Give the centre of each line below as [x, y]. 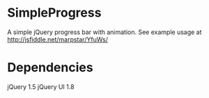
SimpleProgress [54, 13]
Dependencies [50, 68]
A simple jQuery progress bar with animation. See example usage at [104, 32]
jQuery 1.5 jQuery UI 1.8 [41, 87]
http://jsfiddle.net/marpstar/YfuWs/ [57, 39]
